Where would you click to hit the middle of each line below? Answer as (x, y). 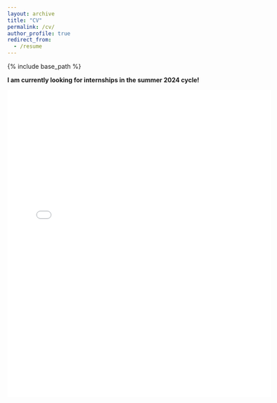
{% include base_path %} (44, 66)
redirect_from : (30, 40)
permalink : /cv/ (31, 27)
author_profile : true (39, 33)
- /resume (28, 46)
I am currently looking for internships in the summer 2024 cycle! (103, 80)
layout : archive (31, 14)
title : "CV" (25, 20)
